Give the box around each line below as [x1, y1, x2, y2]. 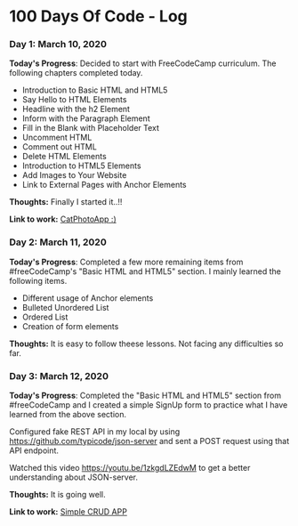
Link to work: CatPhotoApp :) [9, 214, 117, 224]
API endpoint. [9, 445, 60, 456]
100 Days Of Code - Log [9, 6, 189, 27]
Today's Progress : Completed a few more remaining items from [9, 256, 244, 267]
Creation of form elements [21, 320, 119, 331]
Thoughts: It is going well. [9, 490, 106, 500]
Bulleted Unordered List [21, 302, 109, 312]
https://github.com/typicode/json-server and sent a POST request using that [9, 436, 290, 447]
